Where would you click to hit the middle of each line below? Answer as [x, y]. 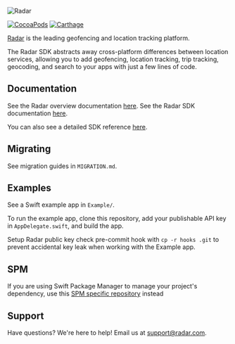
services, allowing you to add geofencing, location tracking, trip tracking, [113, 59]
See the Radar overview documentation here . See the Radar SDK [101, 106]
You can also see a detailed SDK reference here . [77, 127]
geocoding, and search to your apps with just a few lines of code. [102, 66]
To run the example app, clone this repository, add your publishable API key [117, 219]
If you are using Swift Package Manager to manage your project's [102, 286]
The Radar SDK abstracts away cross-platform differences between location [118, 52]
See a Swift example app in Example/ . [61, 205]
